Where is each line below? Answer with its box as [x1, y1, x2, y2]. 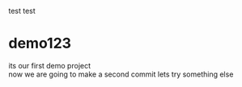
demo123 [8, 35, 71, 52]
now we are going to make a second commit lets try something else [8, 69, 234, 79]
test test [8, 6, 36, 15]
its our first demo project [8, 60, 91, 70]
